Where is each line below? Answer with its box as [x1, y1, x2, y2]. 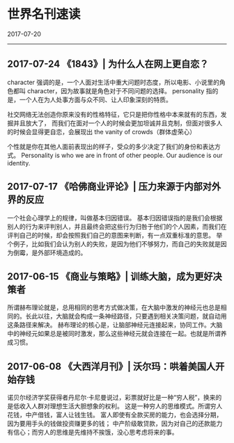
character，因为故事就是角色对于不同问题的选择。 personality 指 [26, 86, 212, 95]
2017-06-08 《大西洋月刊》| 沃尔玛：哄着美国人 [7, 360, 216, 372]
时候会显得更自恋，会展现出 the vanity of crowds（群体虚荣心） [13, 127, 196, 136]
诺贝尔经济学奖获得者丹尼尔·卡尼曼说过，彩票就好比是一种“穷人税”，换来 [7, 394, 216, 402]
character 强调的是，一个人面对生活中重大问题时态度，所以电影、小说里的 [7, 78, 220, 86]
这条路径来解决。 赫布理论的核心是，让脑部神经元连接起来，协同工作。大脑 [7, 321, 223, 329]
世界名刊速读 [7, 6, 81, 22]
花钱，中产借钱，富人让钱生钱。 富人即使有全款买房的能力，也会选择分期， [7, 411, 223, 419]
